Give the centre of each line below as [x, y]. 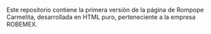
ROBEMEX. [22, 24]
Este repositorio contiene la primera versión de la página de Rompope [105, 10]
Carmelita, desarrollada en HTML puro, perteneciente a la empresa [101, 17]
